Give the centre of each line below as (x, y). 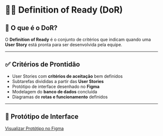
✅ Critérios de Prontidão (42, 64)
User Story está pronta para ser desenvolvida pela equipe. (64, 45)
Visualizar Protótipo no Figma (34, 128)
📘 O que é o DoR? (31, 28)
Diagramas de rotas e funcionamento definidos (60, 97)
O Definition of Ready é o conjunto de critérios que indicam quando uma (78, 39)
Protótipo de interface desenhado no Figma (56, 86)
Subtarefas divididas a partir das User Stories (58, 81)
